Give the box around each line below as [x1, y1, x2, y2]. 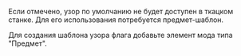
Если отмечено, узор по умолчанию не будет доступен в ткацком [8, 7, 234, 16]
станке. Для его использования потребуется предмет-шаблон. [8, 15, 224, 24]
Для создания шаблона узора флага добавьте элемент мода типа [8, 31, 233, 39]
